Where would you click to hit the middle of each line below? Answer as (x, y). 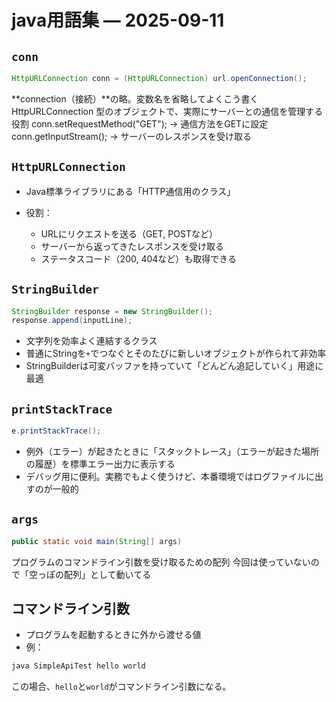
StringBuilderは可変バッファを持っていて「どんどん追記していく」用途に (174, 366)
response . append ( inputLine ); (72, 321)
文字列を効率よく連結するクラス (91, 341)
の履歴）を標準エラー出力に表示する (100, 463)
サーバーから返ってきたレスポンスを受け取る (132, 246)
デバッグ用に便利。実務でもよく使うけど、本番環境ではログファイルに (170, 476)
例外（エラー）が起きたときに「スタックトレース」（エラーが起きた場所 (172, 451)
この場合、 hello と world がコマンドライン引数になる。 (121, 687)
